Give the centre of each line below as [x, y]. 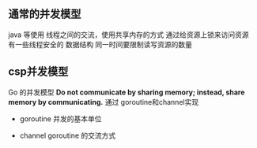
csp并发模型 [38, 72]
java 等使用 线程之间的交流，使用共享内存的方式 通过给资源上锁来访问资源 [128, 35]
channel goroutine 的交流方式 [68, 135]
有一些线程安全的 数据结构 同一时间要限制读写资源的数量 [100, 44]
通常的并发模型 [45, 14]
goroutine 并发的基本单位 [60, 118]
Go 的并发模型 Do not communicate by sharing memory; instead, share [127, 92]
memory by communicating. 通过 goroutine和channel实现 [104, 102]
